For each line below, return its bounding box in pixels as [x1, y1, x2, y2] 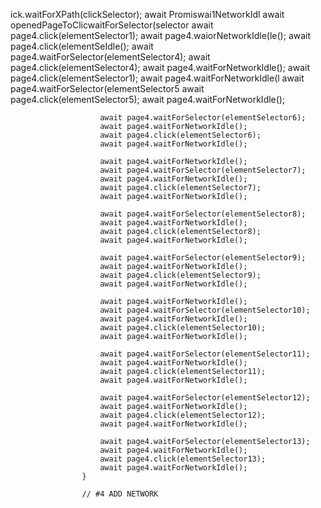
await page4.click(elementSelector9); [99, 270, 262, 280]
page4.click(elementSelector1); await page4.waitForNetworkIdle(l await [10, 72, 305, 84]
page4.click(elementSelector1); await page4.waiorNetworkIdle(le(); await [10, 30, 312, 41]
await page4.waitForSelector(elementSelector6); [99, 113, 307, 123]
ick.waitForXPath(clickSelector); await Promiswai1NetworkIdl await [10, 9, 285, 20]
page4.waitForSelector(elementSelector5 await [10, 83, 205, 94]
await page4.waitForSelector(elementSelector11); [99, 349, 311, 359]
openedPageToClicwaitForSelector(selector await [10, 19, 214, 31]
